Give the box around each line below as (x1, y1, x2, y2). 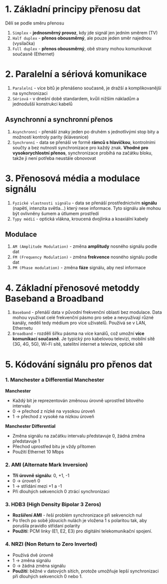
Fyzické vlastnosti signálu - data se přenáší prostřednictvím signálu (12, 200, 157, 206)
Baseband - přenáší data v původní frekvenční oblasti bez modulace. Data (12, 309, 162, 315)
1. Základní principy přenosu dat (5, 3, 141, 15)
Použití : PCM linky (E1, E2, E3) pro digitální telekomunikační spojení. (12, 528, 153, 534)
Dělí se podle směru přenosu (5, 20, 64, 26)
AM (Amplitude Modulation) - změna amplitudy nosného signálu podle (12, 243, 158, 249)
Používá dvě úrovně (12, 552, 54, 558)
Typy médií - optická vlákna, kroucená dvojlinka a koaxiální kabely (12, 216, 149, 222)
